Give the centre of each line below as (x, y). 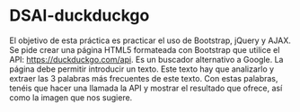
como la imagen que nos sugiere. (71, 97)
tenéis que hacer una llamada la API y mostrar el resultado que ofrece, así (146, 88)
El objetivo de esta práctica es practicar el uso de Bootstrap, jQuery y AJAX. (150, 40)
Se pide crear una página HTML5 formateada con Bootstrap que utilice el (145, 49)
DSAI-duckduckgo (79, 16)
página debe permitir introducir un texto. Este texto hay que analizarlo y (142, 69)
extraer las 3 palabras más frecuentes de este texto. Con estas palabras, (144, 78)
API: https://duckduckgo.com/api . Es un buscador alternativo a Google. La (146, 59)
